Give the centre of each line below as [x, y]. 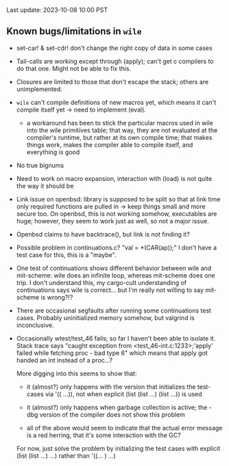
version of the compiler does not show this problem [112, 415]
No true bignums [40, 165]
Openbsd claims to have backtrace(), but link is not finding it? [103, 234]
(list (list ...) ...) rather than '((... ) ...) [66, 456]
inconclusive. [35, 325]
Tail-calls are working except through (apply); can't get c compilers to [115, 61]
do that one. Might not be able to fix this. [74, 69]
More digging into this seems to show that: [76, 373]
